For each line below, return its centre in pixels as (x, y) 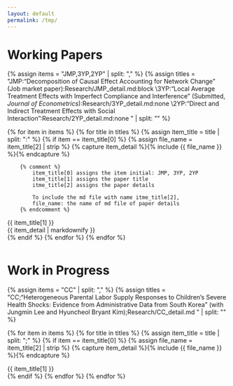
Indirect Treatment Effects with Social (61, 111)
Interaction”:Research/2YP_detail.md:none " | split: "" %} (89, 119)
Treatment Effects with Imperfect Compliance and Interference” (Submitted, (116, 96)
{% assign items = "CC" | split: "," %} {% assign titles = (87, 290)
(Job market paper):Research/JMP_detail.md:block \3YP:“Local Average (111, 89)
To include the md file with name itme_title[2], (106, 198)
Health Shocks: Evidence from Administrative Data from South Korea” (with (115, 305)
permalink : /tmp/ (33, 20)
